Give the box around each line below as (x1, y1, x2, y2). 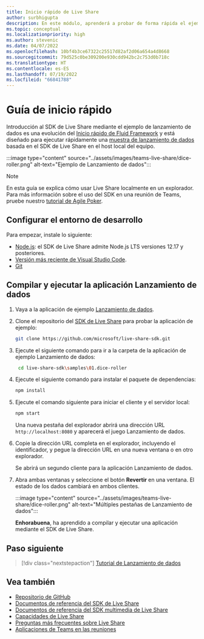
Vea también (6, 577, 55, 587)
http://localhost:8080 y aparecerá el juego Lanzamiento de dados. (15, 428, 185, 435)
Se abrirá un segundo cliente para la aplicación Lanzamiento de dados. (15, 464, 193, 472)
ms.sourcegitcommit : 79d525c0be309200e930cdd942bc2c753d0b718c (6, 54, 170, 60)
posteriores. (15, 249, 46, 256)
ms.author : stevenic (6, 37, 59, 43)
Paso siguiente (6, 543, 64, 554)
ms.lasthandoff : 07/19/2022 (6, 71, 78, 77)
